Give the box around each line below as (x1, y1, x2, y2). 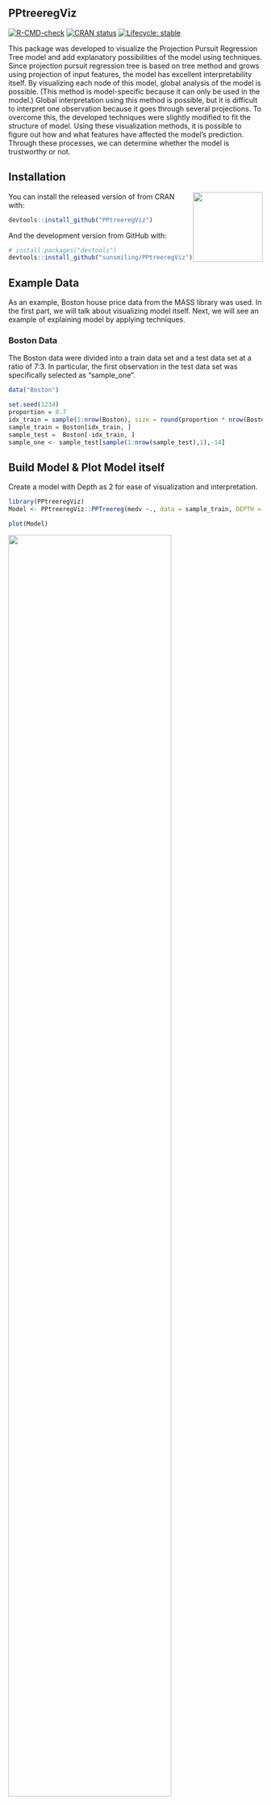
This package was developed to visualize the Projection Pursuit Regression (8, 44, 258, 53)
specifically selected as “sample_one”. (8, 370, 135, 380)
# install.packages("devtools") (8, 246, 117, 254)
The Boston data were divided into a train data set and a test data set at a (8, 353, 252, 363)
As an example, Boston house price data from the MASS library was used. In (8, 298, 262, 307)
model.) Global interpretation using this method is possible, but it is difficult (8, 95, 258, 104)
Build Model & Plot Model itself (8, 460, 165, 474)
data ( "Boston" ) (8, 386, 60, 395)
